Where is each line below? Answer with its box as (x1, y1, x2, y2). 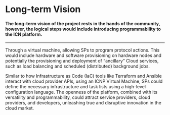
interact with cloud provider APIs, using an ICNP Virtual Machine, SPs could (5, 78, 163, 84)
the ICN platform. (5, 31, 42, 37)
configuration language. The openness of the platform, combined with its (5, 89, 158, 95)
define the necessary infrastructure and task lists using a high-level (5, 84, 146, 90)
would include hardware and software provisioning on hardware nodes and (5, 52, 162, 59)
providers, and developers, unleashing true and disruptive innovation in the (5, 100, 162, 106)
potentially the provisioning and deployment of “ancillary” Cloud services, (5, 58, 159, 64)
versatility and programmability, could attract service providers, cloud (5, 94, 150, 100)
